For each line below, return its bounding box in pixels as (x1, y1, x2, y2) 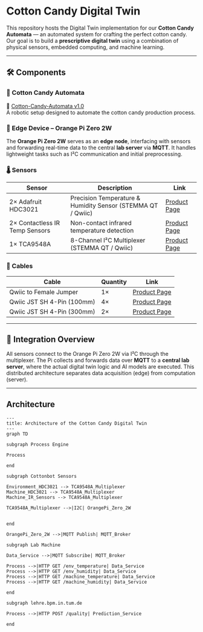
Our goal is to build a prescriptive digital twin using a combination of (6, 37, 179, 44)
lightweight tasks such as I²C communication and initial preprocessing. (6, 150, 182, 158)
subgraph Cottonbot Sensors (6, 473, 77, 480)
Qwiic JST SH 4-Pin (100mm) (9, 297, 95, 306)
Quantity (101, 277, 127, 286)
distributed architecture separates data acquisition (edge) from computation (6, 370, 196, 377)
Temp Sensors (9, 227, 51, 235)
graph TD (6, 431, 28, 437)
